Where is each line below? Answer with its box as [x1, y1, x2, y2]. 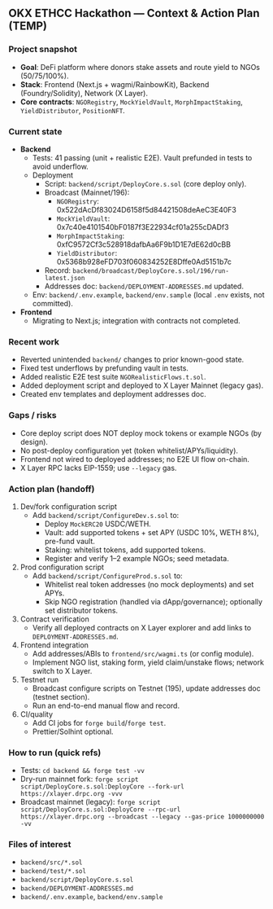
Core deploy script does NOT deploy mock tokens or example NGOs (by [19, 428, 262, 438]
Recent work [8, 336, 59, 347]
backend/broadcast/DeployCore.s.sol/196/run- [72, 266, 230, 275]
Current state [8, 125, 63, 137]
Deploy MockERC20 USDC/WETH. [44, 519, 152, 529]
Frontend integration [19, 639, 89, 650]
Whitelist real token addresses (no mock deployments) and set [44, 579, 254, 589]
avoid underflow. [32, 161, 89, 171]
